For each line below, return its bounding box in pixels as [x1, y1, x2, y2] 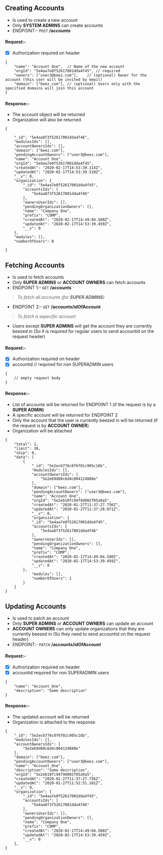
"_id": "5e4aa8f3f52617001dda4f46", [14, 135, 90, 140]
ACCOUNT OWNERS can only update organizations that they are [12, 626, 145, 632]
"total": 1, [14, 441, 39, 447]
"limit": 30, [14, 446, 41, 451]
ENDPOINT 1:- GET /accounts [12, 285, 72, 291]
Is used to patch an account [12, 616, 69, 621]
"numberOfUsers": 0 [14, 239, 54, 244]
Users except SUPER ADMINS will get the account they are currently [12, 323, 152, 329]
